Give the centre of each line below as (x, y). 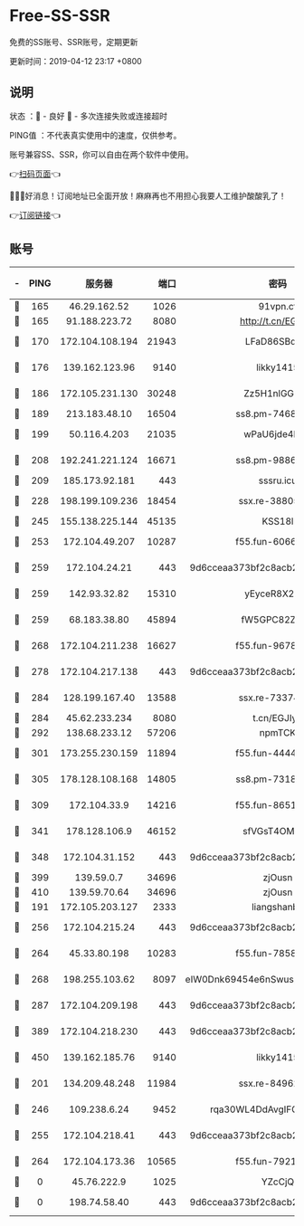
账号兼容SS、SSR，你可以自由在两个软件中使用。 (101, 154)
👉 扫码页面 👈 (35, 174)
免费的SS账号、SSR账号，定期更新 (74, 42)
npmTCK (278, 732)
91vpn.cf (278, 306)
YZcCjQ (278, 1182)
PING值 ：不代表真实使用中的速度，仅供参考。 (95, 135)
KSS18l (278, 521)
